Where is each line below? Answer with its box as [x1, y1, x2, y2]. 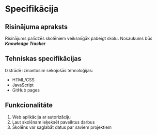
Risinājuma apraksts [5, 23, 68, 31]
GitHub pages [12, 87, 40, 93]
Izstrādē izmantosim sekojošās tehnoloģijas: [5, 67, 94, 73]
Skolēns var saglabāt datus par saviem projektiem [12, 124, 112, 130]
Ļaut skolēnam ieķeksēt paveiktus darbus [12, 119, 95, 125]
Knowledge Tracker [5, 41, 46, 46]
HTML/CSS [12, 76, 35, 83]
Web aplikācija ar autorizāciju [12, 114, 71, 120]
